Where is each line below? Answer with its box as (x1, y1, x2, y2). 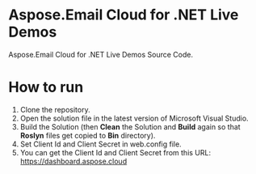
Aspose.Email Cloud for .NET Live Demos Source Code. (8, 49, 194, 59)
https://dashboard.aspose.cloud (19, 156, 128, 166)
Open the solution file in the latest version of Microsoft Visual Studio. (19, 113, 249, 123)
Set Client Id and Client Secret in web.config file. (19, 139, 182, 149)
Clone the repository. (19, 104, 90, 114)
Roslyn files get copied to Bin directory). (19, 130, 156, 140)
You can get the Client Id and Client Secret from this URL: (19, 147, 212, 157)
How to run (8, 79, 84, 96)
